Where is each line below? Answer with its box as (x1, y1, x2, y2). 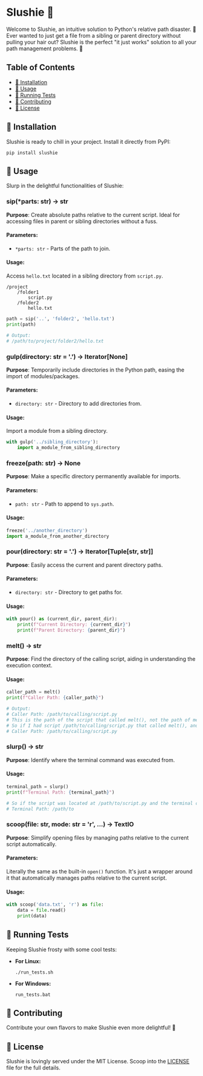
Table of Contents (6, 62, 76, 73)
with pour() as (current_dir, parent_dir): (6, 616, 118, 622)
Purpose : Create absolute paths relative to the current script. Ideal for (6, 211, 180, 218)
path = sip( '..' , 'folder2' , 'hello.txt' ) (6, 316, 115, 322)
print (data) (17, 912, 47, 919)
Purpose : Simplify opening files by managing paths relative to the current (6, 834, 189, 841)
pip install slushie (6, 150, 59, 156)
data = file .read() (17, 907, 66, 914)
